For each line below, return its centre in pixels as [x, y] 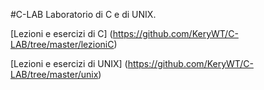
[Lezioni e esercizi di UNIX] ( [69, 63]
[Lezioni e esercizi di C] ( [61, 33]
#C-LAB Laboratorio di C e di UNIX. [83, 14]
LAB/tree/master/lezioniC [62, 44]
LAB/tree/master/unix [54, 74]
